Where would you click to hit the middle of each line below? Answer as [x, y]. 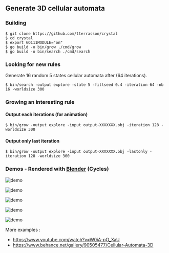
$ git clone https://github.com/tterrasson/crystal [61, 33]
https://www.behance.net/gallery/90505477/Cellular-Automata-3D [83, 245]
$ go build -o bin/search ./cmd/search [48, 51]
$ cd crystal [19, 38]
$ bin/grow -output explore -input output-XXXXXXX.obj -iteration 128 [82, 125]
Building [16, 23]
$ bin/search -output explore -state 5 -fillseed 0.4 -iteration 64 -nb [84, 85]
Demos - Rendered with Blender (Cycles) [57, 169]
